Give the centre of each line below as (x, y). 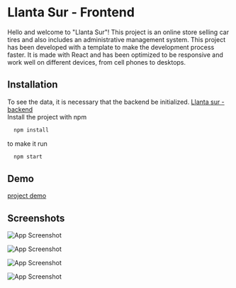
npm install (32, 130)
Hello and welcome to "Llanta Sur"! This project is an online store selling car (118, 32)
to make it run (28, 144)
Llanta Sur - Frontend (71, 12)
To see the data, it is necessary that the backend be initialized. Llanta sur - (116, 102)
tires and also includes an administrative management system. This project (116, 39)
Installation (33, 85)
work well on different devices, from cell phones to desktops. (97, 62)
